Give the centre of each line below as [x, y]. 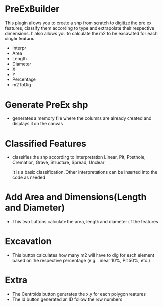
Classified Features [46, 144]
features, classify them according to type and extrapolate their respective [80, 28]
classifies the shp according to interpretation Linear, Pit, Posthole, [79, 157]
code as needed [29, 177]
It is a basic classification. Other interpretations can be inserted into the [85, 172]
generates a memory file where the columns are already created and [82, 118]
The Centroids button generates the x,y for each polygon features [79, 294]
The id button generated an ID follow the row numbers [67, 299]
